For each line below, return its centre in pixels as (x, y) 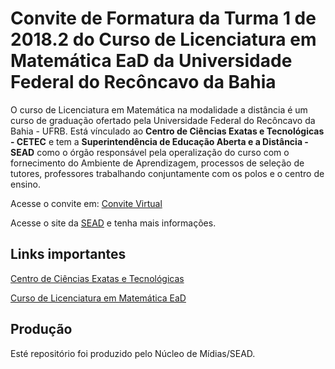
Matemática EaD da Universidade (151, 61)
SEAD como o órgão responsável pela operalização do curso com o (150, 152)
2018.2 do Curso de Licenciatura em (163, 39)
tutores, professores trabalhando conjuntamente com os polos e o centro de (167, 173)
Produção (41, 329)
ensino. (25, 184)
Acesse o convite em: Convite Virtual (86, 203)
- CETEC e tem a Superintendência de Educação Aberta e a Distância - (159, 141)
